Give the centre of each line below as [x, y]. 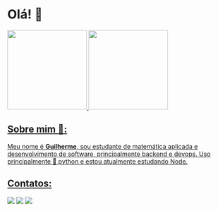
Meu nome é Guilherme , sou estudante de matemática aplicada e [103, 146]
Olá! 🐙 [25, 14]
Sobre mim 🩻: [37, 129]
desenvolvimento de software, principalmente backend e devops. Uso [109, 154]
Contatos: [30, 184]
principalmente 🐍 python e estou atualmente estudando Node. [98, 161]
